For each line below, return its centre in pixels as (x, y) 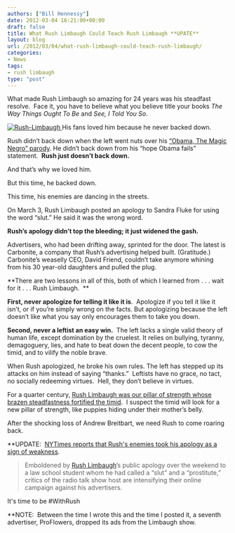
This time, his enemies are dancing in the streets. (78, 196)
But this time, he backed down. (52, 183)
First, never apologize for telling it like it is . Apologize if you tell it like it (112, 302)
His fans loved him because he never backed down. (137, 128)
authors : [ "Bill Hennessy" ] (48, 14)
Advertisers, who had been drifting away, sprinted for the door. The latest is (116, 245)
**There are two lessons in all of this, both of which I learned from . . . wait (116, 281)
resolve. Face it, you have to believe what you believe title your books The (115, 107)
